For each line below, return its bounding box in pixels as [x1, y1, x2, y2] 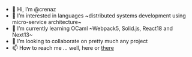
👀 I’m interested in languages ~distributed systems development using [11, 12, 186, 19]
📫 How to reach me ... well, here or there [11, 44, 114, 51]
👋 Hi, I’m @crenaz [11, 6, 56, 13]
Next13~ [11, 31, 33, 38]
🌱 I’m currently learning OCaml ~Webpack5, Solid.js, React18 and [11, 25, 173, 32]
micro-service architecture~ [11, 19, 82, 25]
